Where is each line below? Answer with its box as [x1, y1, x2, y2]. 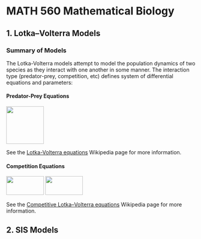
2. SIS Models [6, 225, 59, 235]
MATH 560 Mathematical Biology [6, 4, 175, 18]
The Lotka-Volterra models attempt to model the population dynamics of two [6, 59, 196, 67]
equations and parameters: [6, 79, 73, 86]
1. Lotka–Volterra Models [6, 28, 101, 38]
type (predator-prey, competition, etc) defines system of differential [6, 72, 174, 79]
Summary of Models [6, 46, 67, 55]
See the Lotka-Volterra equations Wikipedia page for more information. [6, 149, 182, 156]
